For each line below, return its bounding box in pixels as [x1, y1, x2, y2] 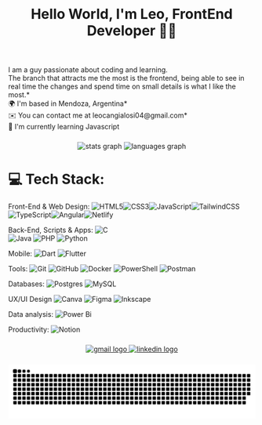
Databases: [8, 279, 45, 289]
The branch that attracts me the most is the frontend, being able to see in [8, 74, 245, 83]
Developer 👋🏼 [86, 22, 177, 40]
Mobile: [8, 249, 33, 258]
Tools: [8, 263, 28, 273]
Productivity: [8, 325, 49, 334]
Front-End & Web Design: [8, 202, 90, 211]
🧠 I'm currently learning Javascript [8, 122, 120, 132]
